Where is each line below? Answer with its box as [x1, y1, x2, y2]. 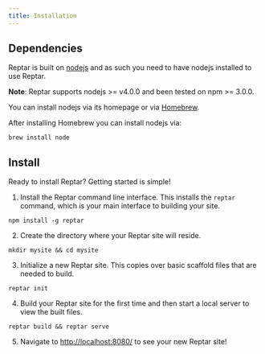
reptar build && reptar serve [8, 323, 110, 331]
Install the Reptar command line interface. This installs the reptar [19, 192, 235, 202]
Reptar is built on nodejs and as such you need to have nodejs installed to [8, 63, 252, 72]
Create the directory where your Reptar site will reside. [19, 231, 202, 241]
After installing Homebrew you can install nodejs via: [8, 118, 182, 128]
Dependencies [8, 42, 83, 56]
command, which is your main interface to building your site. [19, 201, 221, 211]
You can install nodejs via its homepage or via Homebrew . [8, 102, 200, 113]
